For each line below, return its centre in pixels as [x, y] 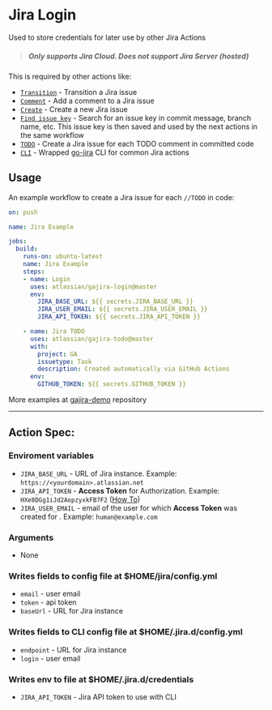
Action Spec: [42, 432]
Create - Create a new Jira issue [74, 109]
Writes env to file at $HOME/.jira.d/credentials [101, 679]
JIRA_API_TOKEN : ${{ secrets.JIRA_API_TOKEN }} [119, 317]
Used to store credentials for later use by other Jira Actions [107, 37]
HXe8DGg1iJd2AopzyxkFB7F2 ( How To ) [80, 499]
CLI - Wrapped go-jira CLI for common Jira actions [105, 152]
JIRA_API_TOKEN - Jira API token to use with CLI [98, 697]
